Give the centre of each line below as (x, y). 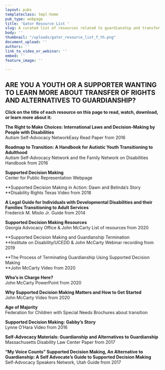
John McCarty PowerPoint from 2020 (43, 283)
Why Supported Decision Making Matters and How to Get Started (73, 292)
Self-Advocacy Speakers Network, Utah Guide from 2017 (63, 363)
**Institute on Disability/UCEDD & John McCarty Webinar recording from (80, 243)
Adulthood (16, 153)
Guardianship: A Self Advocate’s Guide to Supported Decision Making (78, 357)
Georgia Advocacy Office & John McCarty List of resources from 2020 (77, 228)
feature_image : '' (24, 60)
